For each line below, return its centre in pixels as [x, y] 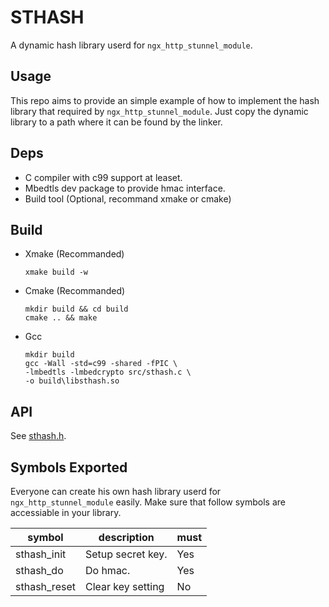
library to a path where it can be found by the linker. [116, 122]
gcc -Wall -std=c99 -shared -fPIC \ [101, 364]
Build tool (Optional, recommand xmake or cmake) [128, 198]
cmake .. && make [61, 318]
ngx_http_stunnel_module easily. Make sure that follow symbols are [148, 502]
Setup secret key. [126, 554]
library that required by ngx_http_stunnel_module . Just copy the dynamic [159, 111]
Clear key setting [124, 586]
